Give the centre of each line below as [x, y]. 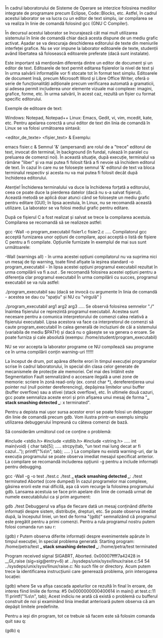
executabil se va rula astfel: [32, 282]
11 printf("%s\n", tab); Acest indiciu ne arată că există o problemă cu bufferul [81, 596]
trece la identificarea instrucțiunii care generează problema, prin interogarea [81, 571]
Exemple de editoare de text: [34, 108]
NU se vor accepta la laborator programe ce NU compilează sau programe [79, 347]
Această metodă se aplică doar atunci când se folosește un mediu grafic [77, 197]
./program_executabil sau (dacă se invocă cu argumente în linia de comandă [81, 292]
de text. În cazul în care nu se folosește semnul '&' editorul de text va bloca [80, 167]
